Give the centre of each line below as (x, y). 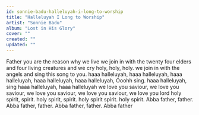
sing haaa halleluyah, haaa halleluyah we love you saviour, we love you (93, 87)
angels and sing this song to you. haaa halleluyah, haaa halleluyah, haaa (94, 74)
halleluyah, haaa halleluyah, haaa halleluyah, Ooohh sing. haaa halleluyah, (97, 80)
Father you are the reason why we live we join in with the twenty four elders (99, 61)
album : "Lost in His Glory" (41, 28)
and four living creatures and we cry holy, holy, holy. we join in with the (93, 68)
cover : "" (18, 34)
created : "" (21, 39)
